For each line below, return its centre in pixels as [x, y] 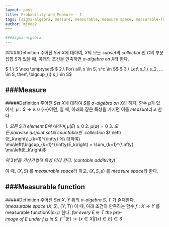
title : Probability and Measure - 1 [44, 15]
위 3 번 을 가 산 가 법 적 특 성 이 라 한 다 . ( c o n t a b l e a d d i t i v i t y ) [60, 160]
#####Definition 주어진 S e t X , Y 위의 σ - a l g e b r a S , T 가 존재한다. [70, 200]
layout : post [19, 10]
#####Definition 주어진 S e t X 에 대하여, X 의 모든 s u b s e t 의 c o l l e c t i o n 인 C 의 [80, 53]
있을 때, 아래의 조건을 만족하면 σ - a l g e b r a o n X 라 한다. [76, 59]
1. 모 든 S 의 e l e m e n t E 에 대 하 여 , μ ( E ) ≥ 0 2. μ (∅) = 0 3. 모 [62, 126]
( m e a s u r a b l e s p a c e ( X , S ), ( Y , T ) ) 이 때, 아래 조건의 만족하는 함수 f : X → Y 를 [82, 206]
